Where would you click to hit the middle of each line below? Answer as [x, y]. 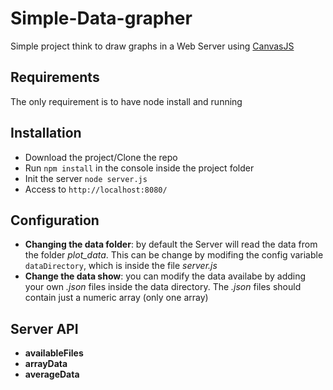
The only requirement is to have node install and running [126, 101]
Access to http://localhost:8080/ [96, 189]
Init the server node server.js [86, 178]
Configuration [55, 220]
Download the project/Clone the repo [101, 157]
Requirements [55, 77]
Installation [46, 133]
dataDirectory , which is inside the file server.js [121, 266]
